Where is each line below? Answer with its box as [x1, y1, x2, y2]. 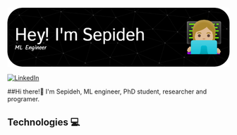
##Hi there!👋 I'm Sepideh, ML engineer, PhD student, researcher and [7, 87, 207, 96]
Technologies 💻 [7, 116, 80, 128]
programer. [7, 95, 40, 103]
